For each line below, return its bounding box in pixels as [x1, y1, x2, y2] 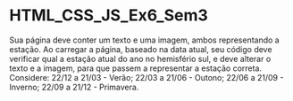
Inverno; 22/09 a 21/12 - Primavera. [9, 82, 139, 92]
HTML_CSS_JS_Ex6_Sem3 [9, 5, 208, 26]
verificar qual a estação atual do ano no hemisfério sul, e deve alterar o [9, 53, 272, 64]
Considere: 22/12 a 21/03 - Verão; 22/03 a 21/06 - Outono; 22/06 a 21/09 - [9, 72, 284, 82]
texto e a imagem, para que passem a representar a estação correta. [9, 63, 262, 74]
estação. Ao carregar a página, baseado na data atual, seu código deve [9, 43, 272, 54]
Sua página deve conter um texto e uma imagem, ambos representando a [9, 35, 280, 45]
